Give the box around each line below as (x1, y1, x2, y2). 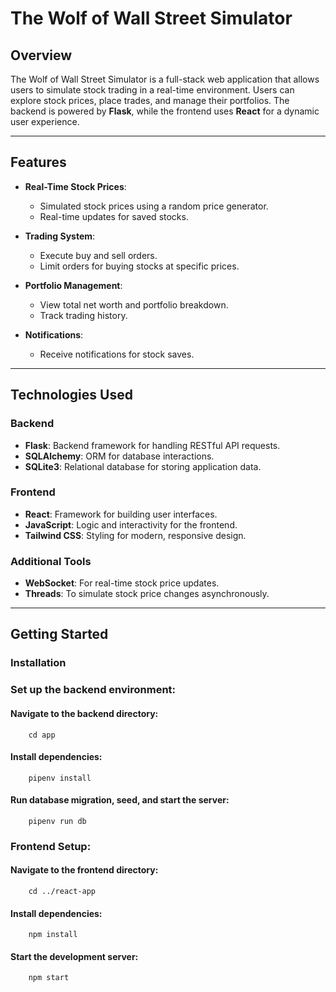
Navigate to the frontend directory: (10, 864, 159, 876)
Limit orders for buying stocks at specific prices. (39, 260, 240, 272)
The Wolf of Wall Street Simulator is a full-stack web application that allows (10, 73, 320, 85)
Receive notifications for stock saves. (39, 348, 195, 360)
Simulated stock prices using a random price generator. (39, 200, 269, 212)
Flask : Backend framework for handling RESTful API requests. (24, 439, 281, 451)
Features (10, 154, 67, 171)
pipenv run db (28, 816, 87, 826)
